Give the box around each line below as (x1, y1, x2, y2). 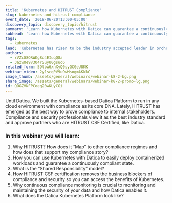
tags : (5, 36, 17, 41)
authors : (5, 50, 24, 55)
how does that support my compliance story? (12, 149, 109, 155)
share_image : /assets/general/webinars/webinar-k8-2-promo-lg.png (5, 79, 150, 84)
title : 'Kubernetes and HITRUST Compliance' (5, 7, 102, 13)
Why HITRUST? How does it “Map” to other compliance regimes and (12, 144, 157, 150)
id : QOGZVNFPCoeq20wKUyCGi (5, 83, 63, 88)
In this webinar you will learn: (5, 132, 80, 139)
